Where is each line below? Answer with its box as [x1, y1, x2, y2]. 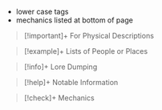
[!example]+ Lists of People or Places [23, 47, 148, 55]
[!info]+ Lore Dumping [23, 62, 98, 71]
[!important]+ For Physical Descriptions [23, 31, 155, 40]
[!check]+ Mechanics [23, 93, 95, 103]
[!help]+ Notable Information [23, 78, 119, 87]
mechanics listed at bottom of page [15, 15, 134, 25]
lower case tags [15, 7, 69, 16]
